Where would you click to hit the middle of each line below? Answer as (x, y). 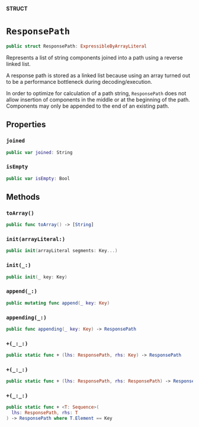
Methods (23, 197)
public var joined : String (39, 152)
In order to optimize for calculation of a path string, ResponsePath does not (96, 93)
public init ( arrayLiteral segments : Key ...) (62, 251)
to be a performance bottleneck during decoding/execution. (79, 81)
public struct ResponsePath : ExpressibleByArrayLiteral (76, 46)
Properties (26, 125)
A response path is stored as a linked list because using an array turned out (98, 75)
